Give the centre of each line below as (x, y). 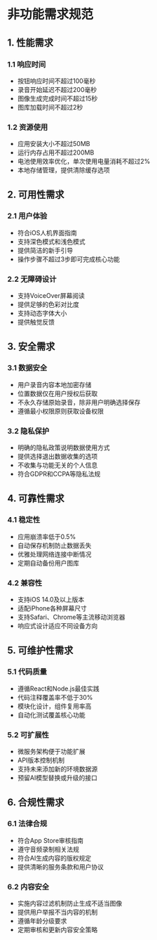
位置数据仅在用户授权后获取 (57, 393)
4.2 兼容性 (25, 582)
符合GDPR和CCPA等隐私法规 (59, 474)
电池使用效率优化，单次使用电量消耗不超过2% (84, 162)
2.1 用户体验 (27, 216)
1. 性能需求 (30, 43)
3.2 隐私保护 (28, 431)
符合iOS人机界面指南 (47, 233)
